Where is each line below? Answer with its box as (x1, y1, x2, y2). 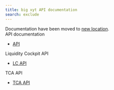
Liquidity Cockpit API (5, 50, 49, 56)
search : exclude (5, 12, 39, 17)
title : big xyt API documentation (5, 7, 78, 12)
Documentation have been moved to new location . (5, 25, 109, 31)
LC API (12, 60, 27, 66)
